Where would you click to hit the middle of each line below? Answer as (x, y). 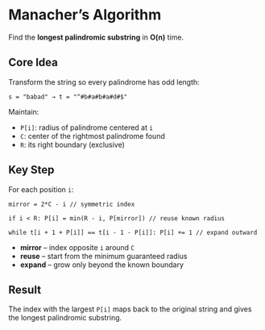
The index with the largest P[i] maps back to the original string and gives (130, 309)
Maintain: (24, 111)
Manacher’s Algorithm (85, 15)
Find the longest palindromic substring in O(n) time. (96, 37)
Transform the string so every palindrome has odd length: (104, 81)
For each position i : (41, 189)
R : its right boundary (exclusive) (72, 144)
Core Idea (33, 63)
